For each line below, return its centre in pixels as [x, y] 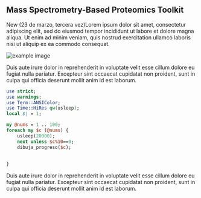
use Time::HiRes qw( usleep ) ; [43, 108]
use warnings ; [24, 97]
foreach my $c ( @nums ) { [37, 130]
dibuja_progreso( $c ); [44, 147]
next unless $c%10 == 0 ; [46, 142]
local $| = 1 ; [24, 114]
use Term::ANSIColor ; [33, 102]
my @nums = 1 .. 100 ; [33, 125]
